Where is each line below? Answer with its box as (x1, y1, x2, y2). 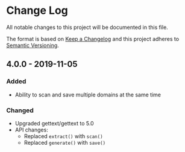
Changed (6, 106, 34, 115)
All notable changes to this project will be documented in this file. (6, 24, 169, 31)
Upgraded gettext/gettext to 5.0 (14, 119, 95, 127)
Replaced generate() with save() (24, 139, 106, 146)
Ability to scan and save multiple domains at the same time (14, 91, 161, 98)
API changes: (14, 126, 48, 133)
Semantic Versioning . (6, 42, 59, 49)
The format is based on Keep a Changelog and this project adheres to (6, 35, 180, 42)
